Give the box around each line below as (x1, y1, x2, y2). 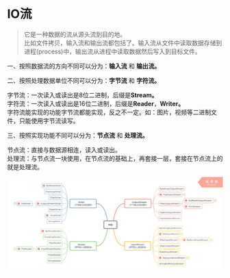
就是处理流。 (7, 162, 43, 171)
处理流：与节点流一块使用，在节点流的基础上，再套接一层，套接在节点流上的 (7, 154, 223, 162)
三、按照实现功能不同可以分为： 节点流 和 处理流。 (7, 131, 149, 139)
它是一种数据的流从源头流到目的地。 (23, 30, 127, 38)
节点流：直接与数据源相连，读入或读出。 (7, 145, 121, 154)
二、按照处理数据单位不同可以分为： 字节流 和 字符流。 (7, 76, 161, 84)
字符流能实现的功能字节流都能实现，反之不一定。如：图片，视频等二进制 (7, 108, 211, 116)
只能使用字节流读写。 (18, 116, 79, 125)
